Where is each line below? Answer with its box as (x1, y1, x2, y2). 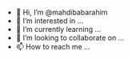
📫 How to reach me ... (15, 42, 90, 51)
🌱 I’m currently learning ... (15, 25, 102, 33)
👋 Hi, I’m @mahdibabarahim (15, 8, 108, 17)
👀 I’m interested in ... (15, 16, 84, 26)
